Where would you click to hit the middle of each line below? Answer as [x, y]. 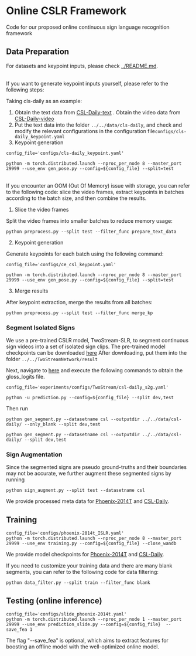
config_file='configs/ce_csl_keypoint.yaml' [61, 264]
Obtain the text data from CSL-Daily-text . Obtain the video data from [97, 112]
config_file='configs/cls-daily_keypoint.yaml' [65, 153]
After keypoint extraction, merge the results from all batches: [80, 302]
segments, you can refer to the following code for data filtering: [82, 572]
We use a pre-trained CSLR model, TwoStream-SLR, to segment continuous [97, 341]
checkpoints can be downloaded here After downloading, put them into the [97, 353]
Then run [17, 409]
